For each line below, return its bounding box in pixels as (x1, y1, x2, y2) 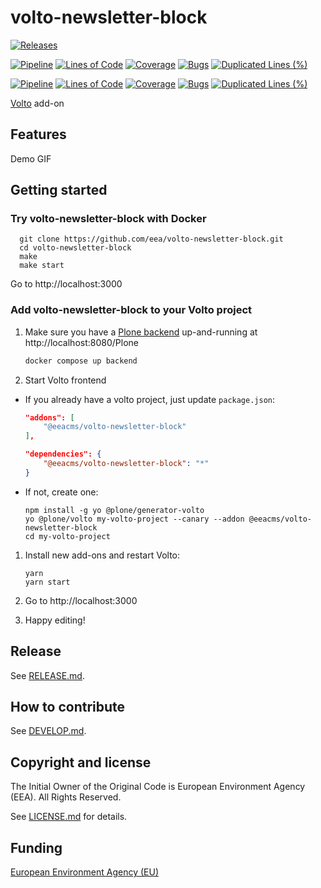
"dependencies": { (24, 449, 102, 460)
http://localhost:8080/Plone (24, 336, 139, 348)
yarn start (24, 577, 71, 587)
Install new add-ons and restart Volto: (24, 549, 181, 561)
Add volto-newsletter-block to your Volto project (10, 303, 253, 317)
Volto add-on (10, 97, 65, 109)
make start (19, 261, 65, 271)
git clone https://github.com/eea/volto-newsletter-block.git (19, 234, 284, 245)
